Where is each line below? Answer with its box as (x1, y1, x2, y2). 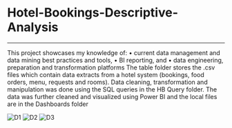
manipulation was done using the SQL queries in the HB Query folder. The (7, 85, 217, 94)
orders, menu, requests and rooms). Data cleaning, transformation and (7, 78, 209, 86)
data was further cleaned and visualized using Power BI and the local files (7, 92, 217, 100)
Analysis (7, 19, 59, 35)
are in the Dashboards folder (7, 100, 88, 108)
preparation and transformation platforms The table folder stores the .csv (7, 63, 215, 72)
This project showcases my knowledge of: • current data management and (7, 48, 221, 56)
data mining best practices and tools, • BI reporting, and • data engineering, (7, 56, 224, 64)
